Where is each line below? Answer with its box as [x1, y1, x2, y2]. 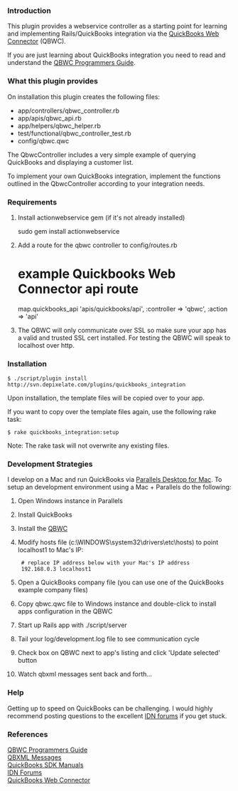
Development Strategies [7, 459, 93, 469]
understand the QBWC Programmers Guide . [7, 58, 136, 67]
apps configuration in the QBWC [17, 607, 113, 616]
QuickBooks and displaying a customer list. [7, 157, 134, 166]
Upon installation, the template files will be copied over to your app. [7, 394, 205, 403]
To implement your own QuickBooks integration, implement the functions [7, 172, 221, 180]
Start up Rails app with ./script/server [17, 621, 128, 629]
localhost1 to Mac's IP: [17, 546, 84, 554]
